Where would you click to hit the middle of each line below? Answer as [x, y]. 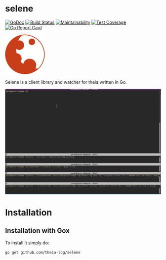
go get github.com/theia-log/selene [43, 252]
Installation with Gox [38, 231]
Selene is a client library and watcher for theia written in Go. [66, 82]
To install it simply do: [27, 243]
